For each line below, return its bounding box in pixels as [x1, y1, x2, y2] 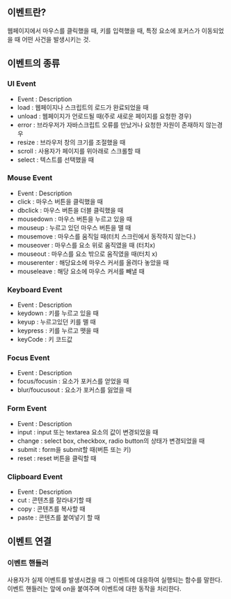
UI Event [7, 79, 36, 89]
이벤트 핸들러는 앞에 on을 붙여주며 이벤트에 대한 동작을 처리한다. [7, 584, 182, 593]
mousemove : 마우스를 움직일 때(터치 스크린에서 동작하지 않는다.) [17, 232, 196, 241]
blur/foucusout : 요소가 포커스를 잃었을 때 [17, 386, 132, 394]
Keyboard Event [7, 285, 63, 294]
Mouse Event [7, 173, 53, 183]
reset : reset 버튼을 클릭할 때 [17, 454, 97, 462]
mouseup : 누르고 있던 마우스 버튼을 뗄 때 [17, 223, 132, 232]
